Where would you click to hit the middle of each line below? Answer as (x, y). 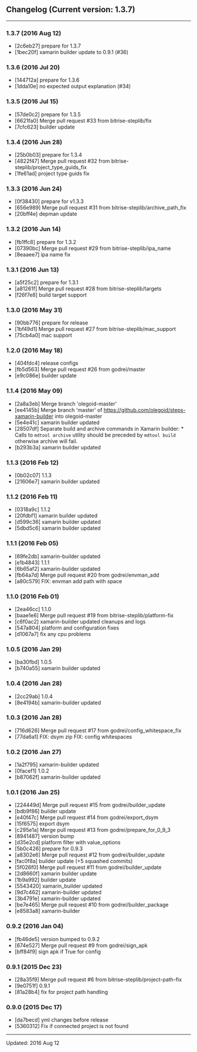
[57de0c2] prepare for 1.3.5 (47, 114)
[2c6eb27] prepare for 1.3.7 (47, 46)
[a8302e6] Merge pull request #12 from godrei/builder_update (90, 855)
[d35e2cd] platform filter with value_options (67, 843)
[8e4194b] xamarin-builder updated (58, 702)
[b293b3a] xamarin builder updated (58, 447)
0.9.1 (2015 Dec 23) (34, 966)
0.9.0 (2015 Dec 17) (34, 1007)
